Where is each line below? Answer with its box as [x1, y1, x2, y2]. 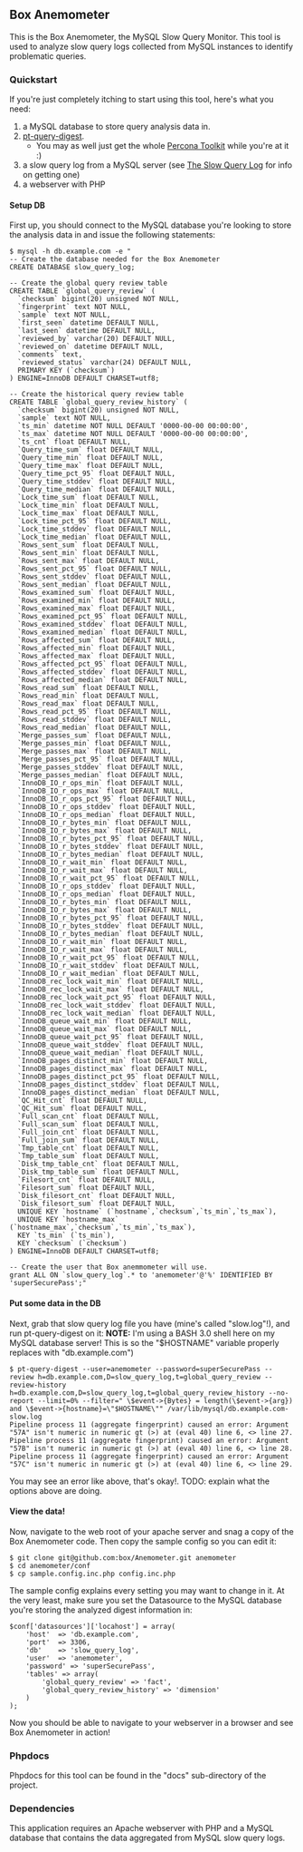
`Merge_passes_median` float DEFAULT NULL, [17, 771, 184, 780]
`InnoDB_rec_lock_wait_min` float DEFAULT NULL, [17, 977, 204, 987]
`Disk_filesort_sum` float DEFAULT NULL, [17, 1199, 176, 1209]
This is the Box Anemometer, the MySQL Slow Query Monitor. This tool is [9, 31, 281, 42]
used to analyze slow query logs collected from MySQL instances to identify [9, 41, 294, 52]
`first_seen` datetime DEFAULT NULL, [17, 318, 160, 327]
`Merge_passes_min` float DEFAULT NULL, [17, 739, 172, 748]
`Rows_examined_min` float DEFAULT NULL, [17, 596, 176, 606]
